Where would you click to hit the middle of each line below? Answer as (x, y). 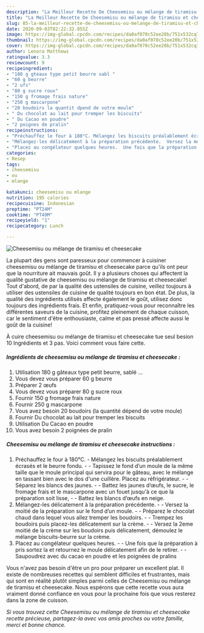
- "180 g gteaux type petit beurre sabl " (61, 74)
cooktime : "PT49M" (29, 215)
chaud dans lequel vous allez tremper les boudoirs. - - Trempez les (99, 517)
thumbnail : (20, 40)
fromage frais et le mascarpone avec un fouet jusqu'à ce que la (94, 492)
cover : (15, 46)
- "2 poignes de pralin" (38, 125)
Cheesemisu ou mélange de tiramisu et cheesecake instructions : (91, 444)
